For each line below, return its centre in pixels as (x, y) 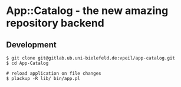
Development (32, 45)
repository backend (55, 23)
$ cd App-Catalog (27, 63)
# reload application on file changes (54, 74)
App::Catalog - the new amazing (87, 11)
